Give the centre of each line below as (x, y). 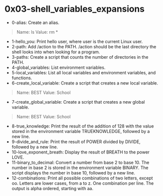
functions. (22, 78)
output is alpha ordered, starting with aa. (52, 188)
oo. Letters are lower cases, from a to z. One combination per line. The (83, 183)
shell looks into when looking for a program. (56, 52)
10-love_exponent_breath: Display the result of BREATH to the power (81, 152)
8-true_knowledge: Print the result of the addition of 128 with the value (83, 126)
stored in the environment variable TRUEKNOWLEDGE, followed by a (81, 131)
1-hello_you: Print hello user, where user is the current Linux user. (77, 41)
